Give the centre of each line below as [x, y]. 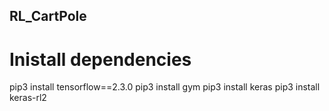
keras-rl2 [28, 98]
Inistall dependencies [100, 59]
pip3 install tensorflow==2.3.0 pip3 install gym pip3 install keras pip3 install [165, 87]
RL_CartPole [48, 16]
